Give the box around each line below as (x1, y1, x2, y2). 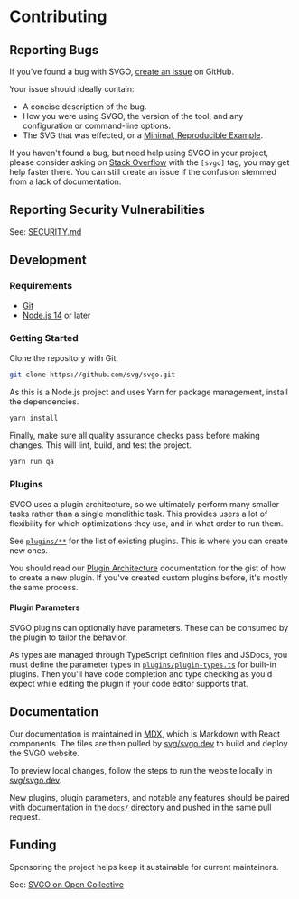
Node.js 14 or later (22, 310, 91, 320)
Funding (9, 838, 57, 853)
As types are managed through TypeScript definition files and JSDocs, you (9, 649, 288, 660)
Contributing (9, 6, 107, 27)
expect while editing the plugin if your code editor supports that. (9, 678, 248, 689)
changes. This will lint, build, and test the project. (9, 440, 192, 450)
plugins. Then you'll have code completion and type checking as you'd (9, 668, 273, 679)
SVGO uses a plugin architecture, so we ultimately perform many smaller (9, 498, 280, 509)
